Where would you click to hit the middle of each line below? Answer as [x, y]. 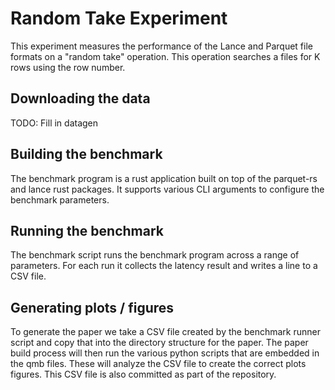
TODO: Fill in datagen [54, 123]
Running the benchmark [87, 230]
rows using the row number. [68, 67]
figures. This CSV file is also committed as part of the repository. [143, 374]
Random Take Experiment [119, 18]
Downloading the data [80, 98]
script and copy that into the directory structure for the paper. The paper [159, 343]
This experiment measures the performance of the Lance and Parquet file [161, 46]
